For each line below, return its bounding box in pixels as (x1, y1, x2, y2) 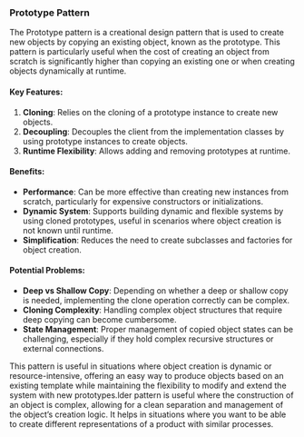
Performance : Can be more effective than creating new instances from (22, 186, 289, 197)
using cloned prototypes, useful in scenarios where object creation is (22, 215, 282, 226)
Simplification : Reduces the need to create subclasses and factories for (22, 234, 293, 245)
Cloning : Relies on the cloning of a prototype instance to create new (22, 106, 279, 117)
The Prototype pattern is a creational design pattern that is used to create (9, 27, 284, 38)
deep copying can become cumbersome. (22, 313, 177, 324)
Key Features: (9, 86, 64, 97)
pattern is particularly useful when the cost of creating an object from (9, 46, 270, 57)
